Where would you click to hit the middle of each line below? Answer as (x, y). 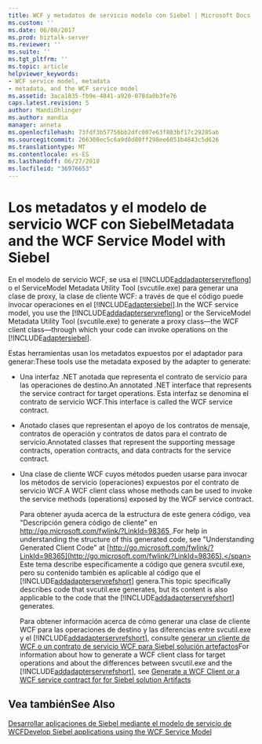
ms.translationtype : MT (47, 147)
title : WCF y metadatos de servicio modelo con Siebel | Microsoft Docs (129, 15)
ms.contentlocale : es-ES (49, 154)
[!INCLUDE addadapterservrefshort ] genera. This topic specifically (125, 581)
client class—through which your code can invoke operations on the (118, 329)
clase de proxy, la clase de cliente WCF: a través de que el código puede (126, 296)
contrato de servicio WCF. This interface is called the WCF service (126, 401)
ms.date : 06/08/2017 (42, 30)
